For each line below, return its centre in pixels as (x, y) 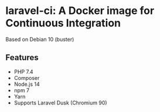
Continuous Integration (63, 23)
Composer (27, 78)
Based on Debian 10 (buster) (40, 39)
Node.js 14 (27, 84)
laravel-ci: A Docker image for (80, 11)
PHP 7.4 (23, 72)
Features (22, 57)
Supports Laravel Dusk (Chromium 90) (60, 103)
